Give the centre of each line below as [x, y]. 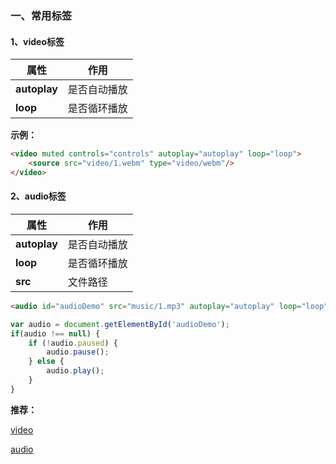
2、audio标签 [38, 196]
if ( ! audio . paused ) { [73, 343]
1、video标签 [37, 41]
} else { [46, 362]
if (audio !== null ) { [55, 333]
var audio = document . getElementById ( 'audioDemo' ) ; [120, 324]
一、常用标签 [41, 15]
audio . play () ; [75, 371]
